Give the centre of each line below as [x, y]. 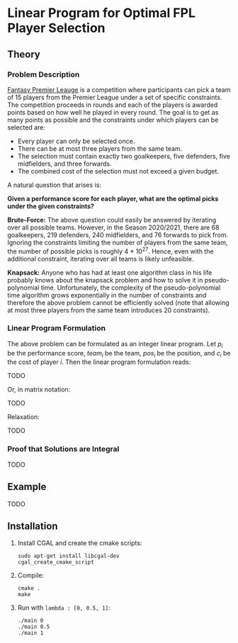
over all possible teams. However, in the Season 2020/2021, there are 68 [113, 227]
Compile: [31, 576]
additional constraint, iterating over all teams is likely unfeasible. [101, 258]
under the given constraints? [51, 206]
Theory [24, 54]
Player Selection [56, 28]
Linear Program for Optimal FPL [102, 13]
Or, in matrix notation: [39, 389]
